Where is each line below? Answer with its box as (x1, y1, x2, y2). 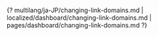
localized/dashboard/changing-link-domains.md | (6, 13, 152, 22)
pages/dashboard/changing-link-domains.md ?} (6, 21, 147, 29)
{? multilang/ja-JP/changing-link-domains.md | (6, 6, 144, 14)
